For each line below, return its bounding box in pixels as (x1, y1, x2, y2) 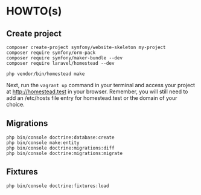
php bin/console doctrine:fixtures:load (6, 183, 110, 189)
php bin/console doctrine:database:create (6, 134, 115, 140)
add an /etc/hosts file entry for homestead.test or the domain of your (6, 94, 177, 101)
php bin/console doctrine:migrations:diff (6, 145, 115, 151)
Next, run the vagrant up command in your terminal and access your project (6, 82, 195, 88)
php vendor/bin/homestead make (6, 71, 85, 77)
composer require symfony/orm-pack (6, 50, 96, 56)
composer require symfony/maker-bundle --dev (6, 55, 123, 61)
